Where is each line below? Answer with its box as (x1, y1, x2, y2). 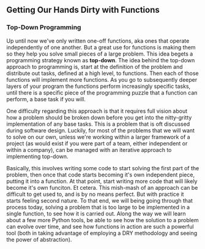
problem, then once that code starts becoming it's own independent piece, (6, 171, 195, 178)
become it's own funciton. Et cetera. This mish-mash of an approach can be (6, 184, 198, 191)
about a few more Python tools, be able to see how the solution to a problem (6, 216, 199, 223)
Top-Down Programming (6, 23, 81, 32)
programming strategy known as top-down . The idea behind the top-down (6, 56, 195, 63)
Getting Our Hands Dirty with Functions (6, 5, 160, 15)
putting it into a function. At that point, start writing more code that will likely (6, 177, 198, 185)
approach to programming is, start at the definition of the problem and (6, 63, 183, 70)
